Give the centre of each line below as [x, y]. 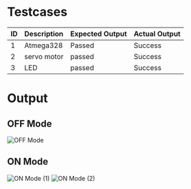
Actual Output [157, 34]
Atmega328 [44, 45]
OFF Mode [30, 123]
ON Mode [28, 162]
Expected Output [98, 34]
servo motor [44, 56]
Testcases [37, 12]
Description [44, 34]
